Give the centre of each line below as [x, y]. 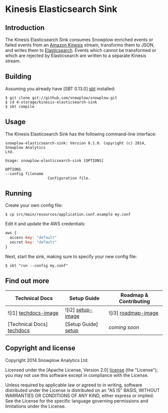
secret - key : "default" [33, 242]
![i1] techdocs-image [33, 312]
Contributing [134, 301]
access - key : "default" [33, 238]
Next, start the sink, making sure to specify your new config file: [71, 256]
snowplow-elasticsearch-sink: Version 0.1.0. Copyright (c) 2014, [76, 143]
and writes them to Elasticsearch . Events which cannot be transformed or [81, 50]
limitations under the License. [35, 406]
